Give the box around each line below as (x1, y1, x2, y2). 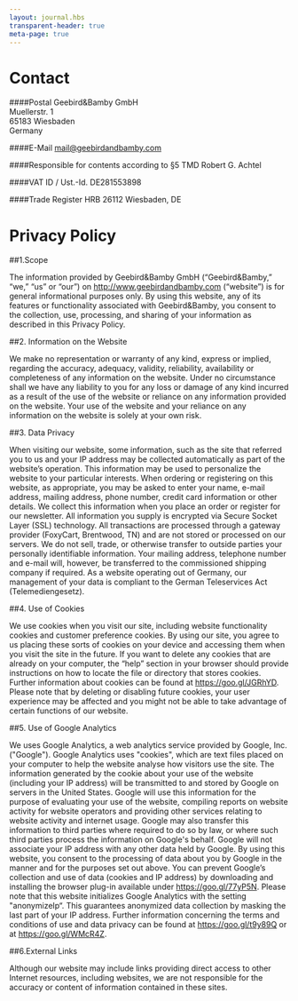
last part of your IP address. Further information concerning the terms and (9, 910, 280, 920)
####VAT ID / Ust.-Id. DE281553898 (9, 177, 142, 187)
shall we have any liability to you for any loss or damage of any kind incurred (9, 382, 289, 393)
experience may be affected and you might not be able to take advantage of (9, 696, 287, 707)
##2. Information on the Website (9, 337, 128, 347)
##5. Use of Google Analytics (9, 723, 117, 734)
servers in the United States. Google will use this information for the (9, 787, 257, 798)
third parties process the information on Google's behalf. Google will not (9, 834, 273, 845)
